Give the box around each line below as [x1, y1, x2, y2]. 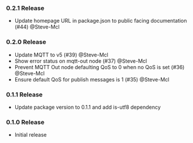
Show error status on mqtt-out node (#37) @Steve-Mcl [14, 57, 147, 65]
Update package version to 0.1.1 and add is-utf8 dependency [14, 103, 161, 110]
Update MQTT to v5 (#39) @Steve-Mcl [14, 51, 109, 58]
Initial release [14, 131, 47, 138]
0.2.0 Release [6, 38, 47, 46]
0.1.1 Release [6, 90, 43, 98]
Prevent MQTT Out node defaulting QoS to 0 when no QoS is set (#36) [14, 63, 185, 70]
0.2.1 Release [6, 4, 45, 12]
